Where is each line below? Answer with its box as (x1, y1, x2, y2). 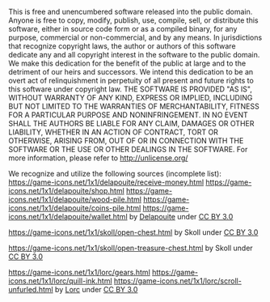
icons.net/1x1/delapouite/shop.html (8, 186, 125, 195)
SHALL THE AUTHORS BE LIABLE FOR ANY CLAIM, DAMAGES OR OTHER (8, 119, 255, 128)
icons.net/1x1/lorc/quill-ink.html (8, 276, 112, 286)
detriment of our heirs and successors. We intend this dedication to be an (8, 67, 254, 76)
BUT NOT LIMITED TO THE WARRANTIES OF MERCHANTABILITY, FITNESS (8, 101, 260, 111)
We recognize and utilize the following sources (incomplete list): (8, 169, 222, 178)
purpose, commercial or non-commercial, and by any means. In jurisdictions (8, 32, 263, 42)
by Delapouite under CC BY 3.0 (129, 212, 234, 221)
